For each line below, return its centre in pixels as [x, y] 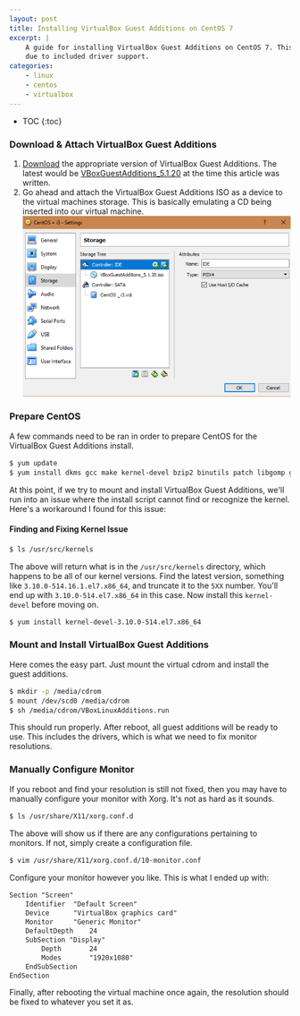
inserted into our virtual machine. [83, 211]
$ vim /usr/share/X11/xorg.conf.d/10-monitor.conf [105, 860]
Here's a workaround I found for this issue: [88, 508]
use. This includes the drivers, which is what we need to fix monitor [133, 737]
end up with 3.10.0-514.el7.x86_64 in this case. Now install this [126, 594]
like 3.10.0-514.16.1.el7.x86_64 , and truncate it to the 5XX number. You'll [144, 585]
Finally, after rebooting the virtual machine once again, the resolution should [149, 992]
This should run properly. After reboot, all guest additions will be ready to [144, 727]
